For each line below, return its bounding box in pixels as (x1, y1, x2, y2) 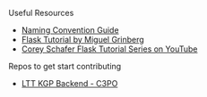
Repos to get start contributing (8, 61, 122, 71)
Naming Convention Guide (21, 25, 119, 35)
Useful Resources (8, 8, 74, 18)
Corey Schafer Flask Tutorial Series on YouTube (21, 44, 198, 54)
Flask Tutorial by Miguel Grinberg (21, 35, 144, 44)
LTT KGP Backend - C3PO (21, 78, 118, 88)
